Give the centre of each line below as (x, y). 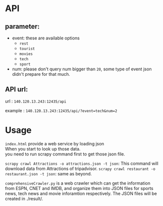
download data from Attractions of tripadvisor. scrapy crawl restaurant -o (80, 169)
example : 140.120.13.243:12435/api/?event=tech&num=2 (61, 110)
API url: (17, 90)
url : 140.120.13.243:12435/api (36, 101)
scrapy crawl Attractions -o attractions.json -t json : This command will (82, 163)
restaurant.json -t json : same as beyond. (48, 173)
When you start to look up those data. (43, 149)
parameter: (22, 26)
